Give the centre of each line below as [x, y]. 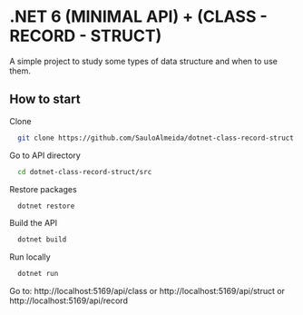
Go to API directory [45, 155]
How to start [45, 99]
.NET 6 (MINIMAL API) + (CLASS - [138, 17]
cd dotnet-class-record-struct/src [85, 172]
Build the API [34, 223]
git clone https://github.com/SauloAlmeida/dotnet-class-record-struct [156, 138]
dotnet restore [46, 206]
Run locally [30, 257]
